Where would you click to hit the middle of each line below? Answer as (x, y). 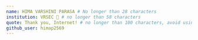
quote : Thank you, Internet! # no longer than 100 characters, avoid (93, 22)
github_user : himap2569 (35, 28)
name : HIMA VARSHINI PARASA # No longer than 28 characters (82, 11)
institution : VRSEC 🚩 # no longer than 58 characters (74, 17)
